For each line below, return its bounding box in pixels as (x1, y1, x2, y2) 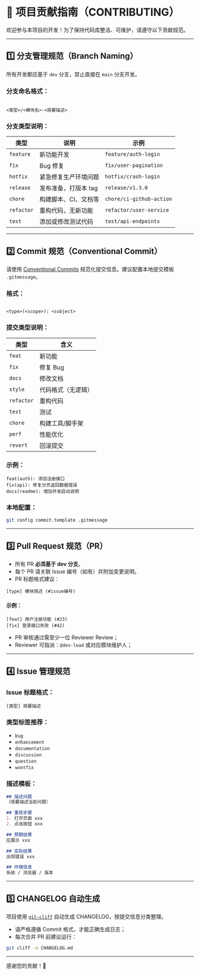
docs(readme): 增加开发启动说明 (6, 488, 79, 495)
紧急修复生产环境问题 (39, 173, 99, 181)
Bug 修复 (39, 162, 64, 170)
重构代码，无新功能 (39, 206, 93, 215)
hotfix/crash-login (105, 174, 160, 180)
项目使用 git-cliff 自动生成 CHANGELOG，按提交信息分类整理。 (6, 913, 167, 920)
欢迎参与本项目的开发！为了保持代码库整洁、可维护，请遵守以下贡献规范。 (6, 26, 189, 33)
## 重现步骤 (6, 810, 33, 816)
